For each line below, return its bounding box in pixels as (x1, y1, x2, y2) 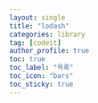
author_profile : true (9, 47, 90, 56)
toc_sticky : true (9, 80, 74, 89)
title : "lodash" (9, 21, 69, 30)
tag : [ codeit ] (9, 38, 62, 47)
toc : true (9, 55, 46, 64)
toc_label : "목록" (9, 64, 74, 73)
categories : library (9, 30, 86, 39)
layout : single (9, 13, 66, 22)
